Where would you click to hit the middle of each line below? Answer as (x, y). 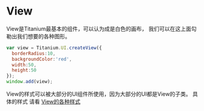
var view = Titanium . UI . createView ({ (54, 48)
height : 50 (24, 70)
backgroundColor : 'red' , (42, 59)
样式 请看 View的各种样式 (49, 102)
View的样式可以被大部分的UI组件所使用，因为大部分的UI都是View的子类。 (99, 94)
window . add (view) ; (30, 82)
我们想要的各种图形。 (44, 36)
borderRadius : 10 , (34, 53)
